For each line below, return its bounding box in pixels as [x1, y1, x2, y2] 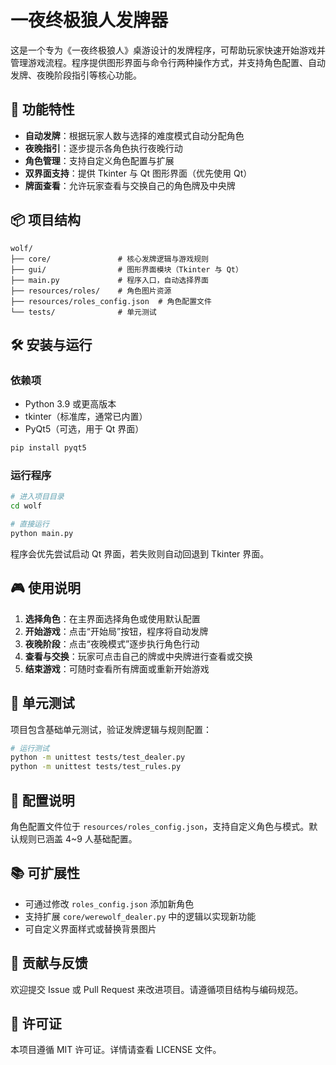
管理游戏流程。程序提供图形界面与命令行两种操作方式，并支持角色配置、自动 [10, 56, 326, 68]
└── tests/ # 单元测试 [10, 307, 157, 317]
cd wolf [10, 501, 43, 511]
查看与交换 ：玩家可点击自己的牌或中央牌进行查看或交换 [24, 650, 253, 662]
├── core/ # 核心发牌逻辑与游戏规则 [10, 254, 209, 264]
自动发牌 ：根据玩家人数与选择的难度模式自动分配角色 [24, 129, 245, 141]
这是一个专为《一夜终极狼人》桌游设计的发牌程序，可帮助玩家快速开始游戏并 [10, 44, 326, 56]
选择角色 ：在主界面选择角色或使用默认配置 [24, 612, 201, 625]
